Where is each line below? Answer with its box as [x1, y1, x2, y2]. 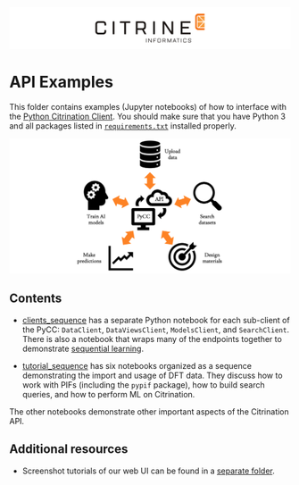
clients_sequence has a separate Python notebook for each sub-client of [21, 314, 290, 325]
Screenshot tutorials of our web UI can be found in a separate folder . [21, 465, 275, 476]
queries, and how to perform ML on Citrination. [21, 389, 195, 399]
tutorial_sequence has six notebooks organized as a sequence [21, 360, 253, 371]
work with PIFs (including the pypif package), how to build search [21, 379, 265, 390]
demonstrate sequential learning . [21, 343, 145, 354]
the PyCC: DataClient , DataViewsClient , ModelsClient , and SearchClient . [21, 324, 290, 335]
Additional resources [9, 441, 129, 457]
